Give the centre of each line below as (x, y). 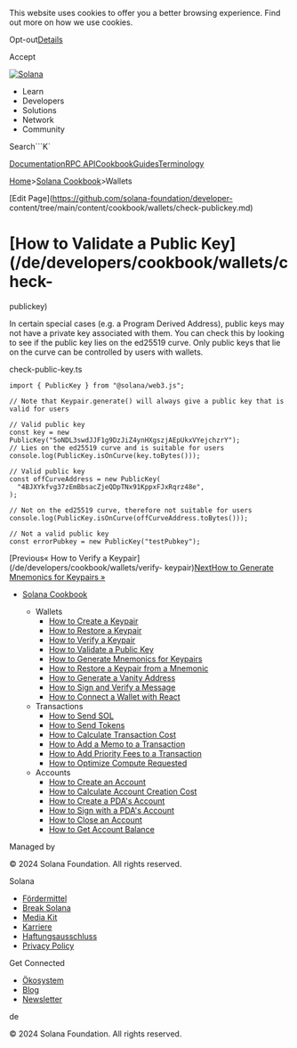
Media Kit (40, 917)
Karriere (37, 927)
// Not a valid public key (59, 534)
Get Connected (37, 962)
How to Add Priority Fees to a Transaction (125, 753)
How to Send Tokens (87, 725)
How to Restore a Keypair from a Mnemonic (128, 668)
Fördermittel (44, 898)
